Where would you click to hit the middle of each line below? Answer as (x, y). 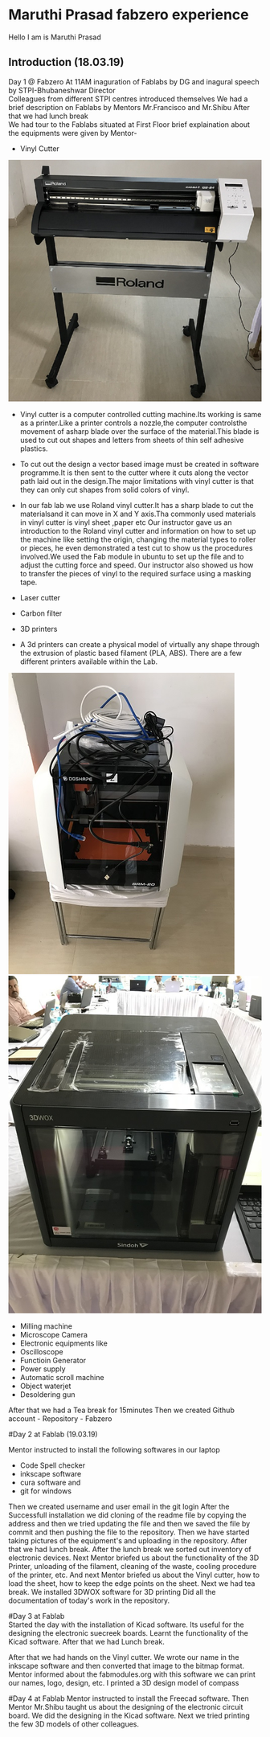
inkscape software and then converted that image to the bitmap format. (127, 1666)
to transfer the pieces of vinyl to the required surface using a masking (135, 574)
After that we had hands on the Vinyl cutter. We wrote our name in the (124, 1657)
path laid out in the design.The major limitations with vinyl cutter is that (137, 481)
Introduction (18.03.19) (66, 62)
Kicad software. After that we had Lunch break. (86, 1642)
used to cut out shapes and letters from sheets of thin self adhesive (132, 440)
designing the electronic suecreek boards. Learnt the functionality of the (129, 1633)
